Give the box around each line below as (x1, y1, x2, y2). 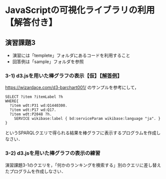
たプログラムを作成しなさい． (5, 168, 66, 174)
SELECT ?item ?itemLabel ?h (5, 94, 63, 99)
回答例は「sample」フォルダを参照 (12, 59, 84, 65)
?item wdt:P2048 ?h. (9, 112, 52, 117)
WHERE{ (5, 99, 19, 104)
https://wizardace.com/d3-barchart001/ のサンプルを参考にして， (5, 85, 139, 90)
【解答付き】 (5, 17, 58, 28)
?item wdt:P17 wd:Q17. (9, 107, 56, 112)
